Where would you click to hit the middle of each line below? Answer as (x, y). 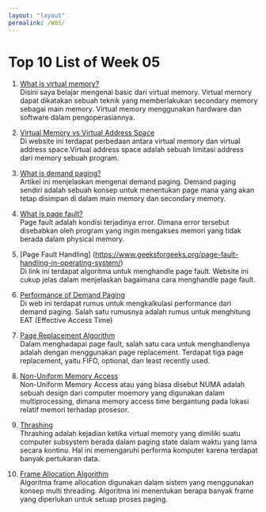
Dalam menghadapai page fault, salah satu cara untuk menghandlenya (135, 344)
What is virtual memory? (59, 84)
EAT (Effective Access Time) (66, 320)
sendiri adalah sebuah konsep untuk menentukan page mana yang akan (137, 190)
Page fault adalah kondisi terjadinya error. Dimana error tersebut (124, 222)
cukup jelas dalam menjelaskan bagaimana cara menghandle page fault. (137, 280)
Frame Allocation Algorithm (64, 474)
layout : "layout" (37, 15)
